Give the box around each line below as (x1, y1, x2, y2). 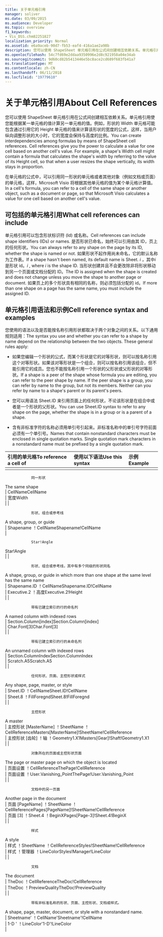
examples (5, 314, 35, 322)
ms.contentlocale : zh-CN (5, 66, 55, 71)
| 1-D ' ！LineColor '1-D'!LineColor (5, 921, 72, 927)
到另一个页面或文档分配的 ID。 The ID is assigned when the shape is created (5, 268, 157, 274)
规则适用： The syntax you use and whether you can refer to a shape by (5, 333, 148, 339)
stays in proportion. (5, 164, 44, 169)
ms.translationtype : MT (5, 61, 53, 66)
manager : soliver (5, 12, 40, 17)
